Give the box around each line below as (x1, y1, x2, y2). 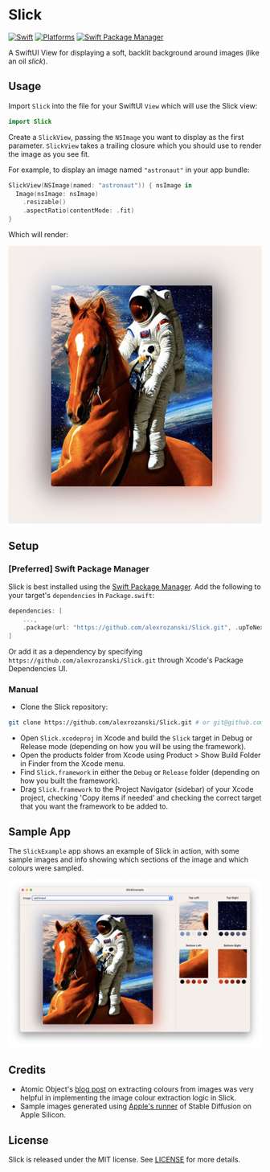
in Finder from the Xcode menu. (19, 759, 126, 768)
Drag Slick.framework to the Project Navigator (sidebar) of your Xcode (19, 785, 254, 794)
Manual (8, 684, 39, 695)
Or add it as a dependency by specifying (8, 647, 143, 657)
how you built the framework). (19, 776, 121, 785)
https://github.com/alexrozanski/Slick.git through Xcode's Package (8, 655, 243, 665)
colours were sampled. (8, 863, 84, 873)
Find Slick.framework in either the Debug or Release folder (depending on (19, 768, 260, 777)
